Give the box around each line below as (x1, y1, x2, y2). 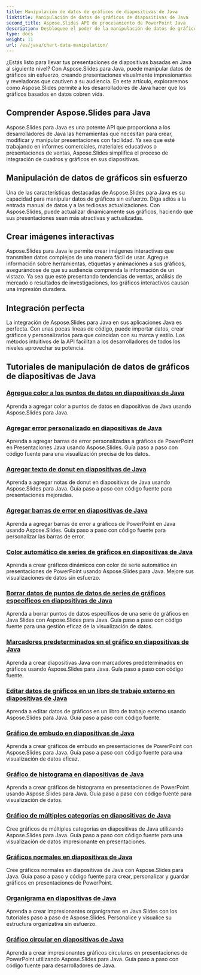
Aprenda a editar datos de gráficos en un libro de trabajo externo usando (6, 707, 187, 714)
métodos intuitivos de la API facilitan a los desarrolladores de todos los (6, 338, 181, 345)
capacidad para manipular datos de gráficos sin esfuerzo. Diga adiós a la (6, 195, 187, 202)
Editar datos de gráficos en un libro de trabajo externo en (6, 686, 175, 695)
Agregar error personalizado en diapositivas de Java (6, 423, 162, 432)
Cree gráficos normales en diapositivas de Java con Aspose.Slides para (6, 867, 184, 874)
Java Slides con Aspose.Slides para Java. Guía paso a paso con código (6, 616, 182, 623)
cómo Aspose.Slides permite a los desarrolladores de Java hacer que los (6, 84, 187, 91)
